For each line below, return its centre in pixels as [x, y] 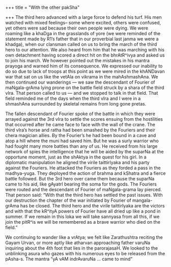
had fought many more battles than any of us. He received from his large [81, 146]
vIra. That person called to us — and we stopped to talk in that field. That [82, 93]
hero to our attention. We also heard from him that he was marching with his [85, 50]
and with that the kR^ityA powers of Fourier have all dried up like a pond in [83, 211]
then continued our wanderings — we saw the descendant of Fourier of [80, 82]
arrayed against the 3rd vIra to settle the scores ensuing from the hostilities [84, 119]
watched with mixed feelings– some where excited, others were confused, [83, 23]
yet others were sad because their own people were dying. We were [77, 28]
